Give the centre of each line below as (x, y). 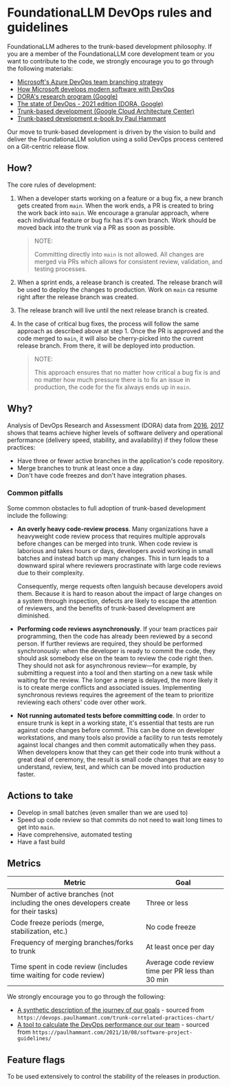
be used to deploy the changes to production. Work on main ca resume (117, 289)
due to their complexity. (51, 572)
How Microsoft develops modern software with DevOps (96, 89)
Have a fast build (41, 841)
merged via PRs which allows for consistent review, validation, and (128, 261)
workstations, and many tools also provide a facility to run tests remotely (120, 737)
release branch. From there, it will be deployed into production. (106, 346)
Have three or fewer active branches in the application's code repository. (120, 461)
